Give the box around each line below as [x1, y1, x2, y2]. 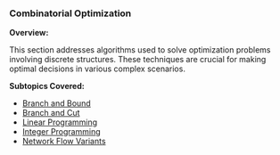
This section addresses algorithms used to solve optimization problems [9, 45, 271, 55]
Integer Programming [21, 126, 101, 137]
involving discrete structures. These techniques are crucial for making [9, 54, 267, 65]
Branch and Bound [21, 98, 91, 109]
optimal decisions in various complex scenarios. [9, 63, 185, 74]
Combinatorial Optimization [9, 7, 132, 20]
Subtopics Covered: [9, 81, 85, 92]
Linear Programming [21, 117, 98, 127]
